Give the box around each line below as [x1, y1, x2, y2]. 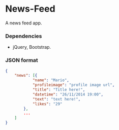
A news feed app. [5, 20, 42, 26]
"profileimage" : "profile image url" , [32, 82, 115, 88]
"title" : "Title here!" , [32, 87, 85, 92]
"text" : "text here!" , [32, 96, 81, 102]
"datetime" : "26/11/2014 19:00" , [32, 92, 103, 97]
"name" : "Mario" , [32, 78, 70, 83]
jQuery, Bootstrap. [12, 44, 51, 50]
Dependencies [5, 32, 42, 40]
